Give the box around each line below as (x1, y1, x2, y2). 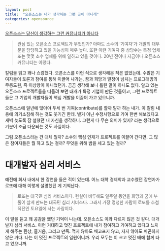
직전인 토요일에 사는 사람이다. (17, 206, 74, 212)
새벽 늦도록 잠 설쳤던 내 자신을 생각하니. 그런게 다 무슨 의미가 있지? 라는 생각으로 (5, 117, 160, 123)
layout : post (5, 7, 32, 12)
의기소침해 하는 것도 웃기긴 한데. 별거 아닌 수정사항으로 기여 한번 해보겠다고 (14, 111, 159, 117)
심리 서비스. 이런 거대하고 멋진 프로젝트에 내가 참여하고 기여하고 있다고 (14, 222, 150, 228)
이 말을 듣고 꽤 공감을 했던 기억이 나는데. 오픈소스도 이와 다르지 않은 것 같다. (5, 216, 151, 222)
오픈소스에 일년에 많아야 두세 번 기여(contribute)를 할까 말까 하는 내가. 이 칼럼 (5, 105, 155, 111)
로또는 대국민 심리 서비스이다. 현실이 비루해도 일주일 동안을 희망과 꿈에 (17, 193, 153, 199)
